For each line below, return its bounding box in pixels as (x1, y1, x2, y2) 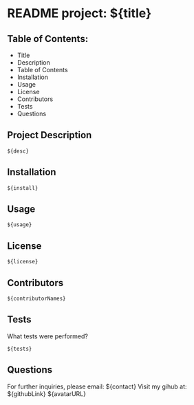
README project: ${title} (7, 6, 152, 21)
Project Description (7, 129, 92, 141)
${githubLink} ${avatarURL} (7, 389, 87, 397)
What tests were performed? (7, 332, 88, 340)
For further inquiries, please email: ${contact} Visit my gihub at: (7, 382, 187, 391)
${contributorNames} (7, 295, 67, 303)
